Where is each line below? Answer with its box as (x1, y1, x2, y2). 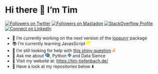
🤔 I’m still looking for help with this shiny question (12, 47, 111, 53)
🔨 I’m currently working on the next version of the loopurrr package (12, 35, 147, 41)
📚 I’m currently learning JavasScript (12, 40, 86, 46)
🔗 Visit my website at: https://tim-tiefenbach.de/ (12, 58, 108, 64)
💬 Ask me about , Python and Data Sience (12, 53, 106, 58)
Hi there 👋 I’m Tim (5, 4, 78, 16)
